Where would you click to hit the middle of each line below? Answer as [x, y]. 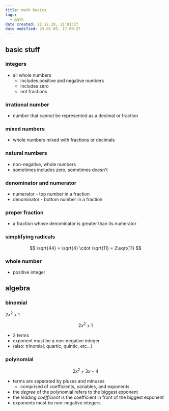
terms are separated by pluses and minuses [59, 381]
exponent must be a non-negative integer [56, 340]
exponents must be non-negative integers [57, 402]
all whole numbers [32, 75]
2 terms [21, 335]
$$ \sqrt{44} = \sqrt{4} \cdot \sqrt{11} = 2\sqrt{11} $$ [86, 248]
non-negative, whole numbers [44, 164]
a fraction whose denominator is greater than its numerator [74, 224]
